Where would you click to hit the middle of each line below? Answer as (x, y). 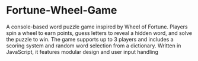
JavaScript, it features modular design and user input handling (82, 52)
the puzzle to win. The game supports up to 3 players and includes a (90, 39)
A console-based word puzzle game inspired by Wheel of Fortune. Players (97, 27)
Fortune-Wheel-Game (62, 10)
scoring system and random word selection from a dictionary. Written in (94, 46)
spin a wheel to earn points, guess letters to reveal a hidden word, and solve (99, 33)
